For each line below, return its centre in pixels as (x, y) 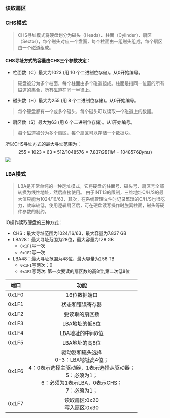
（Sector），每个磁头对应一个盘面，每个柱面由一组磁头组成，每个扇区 (90, 41)
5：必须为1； (82, 375)
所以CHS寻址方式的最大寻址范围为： (43, 144)
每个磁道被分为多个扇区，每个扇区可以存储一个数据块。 (75, 133)
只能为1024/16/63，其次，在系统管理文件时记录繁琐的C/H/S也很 (94, 199)
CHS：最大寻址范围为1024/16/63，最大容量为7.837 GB (70, 233)
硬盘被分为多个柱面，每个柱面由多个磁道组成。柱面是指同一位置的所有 (91, 83)
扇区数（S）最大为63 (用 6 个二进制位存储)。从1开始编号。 (74, 122)
